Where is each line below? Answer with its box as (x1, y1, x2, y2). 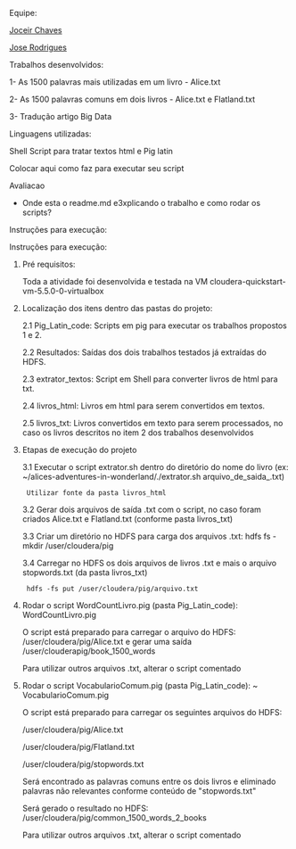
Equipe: (9, 8, 37, 18)
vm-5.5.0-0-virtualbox (21, 285, 104, 296)
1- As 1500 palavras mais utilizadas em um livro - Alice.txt (9, 77, 221, 87)
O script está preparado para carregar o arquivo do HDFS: (21, 627, 236, 637)
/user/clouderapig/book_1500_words (21, 646, 156, 656)
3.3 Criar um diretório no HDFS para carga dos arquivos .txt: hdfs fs (21, 531, 271, 541)
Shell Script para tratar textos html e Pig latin (9, 146, 174, 156)
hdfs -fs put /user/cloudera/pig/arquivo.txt (26, 584, 199, 593)
